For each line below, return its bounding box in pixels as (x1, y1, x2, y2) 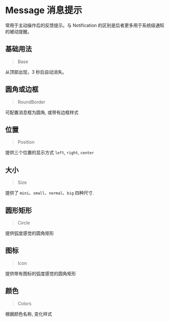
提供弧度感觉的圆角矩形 (5, 230, 54, 236)
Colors (17, 300, 32, 306)
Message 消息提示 (5, 5, 82, 16)
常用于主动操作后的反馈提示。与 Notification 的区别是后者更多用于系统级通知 (5, 22, 164, 28)
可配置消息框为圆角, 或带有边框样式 (5, 109, 79, 115)
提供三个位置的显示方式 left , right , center (5, 149, 94, 155)
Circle (17, 220, 30, 226)
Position (17, 139, 35, 145)
